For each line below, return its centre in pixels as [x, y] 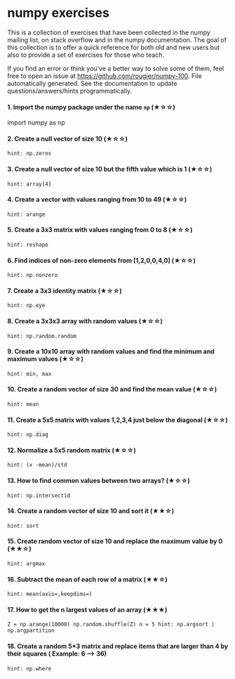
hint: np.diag [28, 435]
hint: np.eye [26, 306]
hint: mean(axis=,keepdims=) [50, 594]
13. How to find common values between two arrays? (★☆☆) [99, 480]
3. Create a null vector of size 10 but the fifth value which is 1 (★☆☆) [110, 169]
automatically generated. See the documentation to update [92, 83]
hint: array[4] [29, 184]
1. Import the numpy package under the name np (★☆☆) [91, 107]
